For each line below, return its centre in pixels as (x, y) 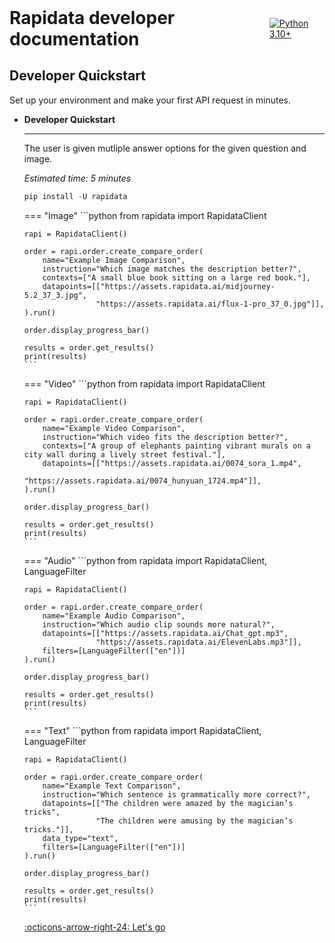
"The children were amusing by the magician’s (194, 821)
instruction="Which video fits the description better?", (165, 437)
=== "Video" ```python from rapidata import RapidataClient (144, 383)
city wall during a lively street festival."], (124, 454)
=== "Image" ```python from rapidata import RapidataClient (145, 215)
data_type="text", (80, 838)
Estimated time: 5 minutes (77, 178)
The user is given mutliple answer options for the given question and (165, 148)
